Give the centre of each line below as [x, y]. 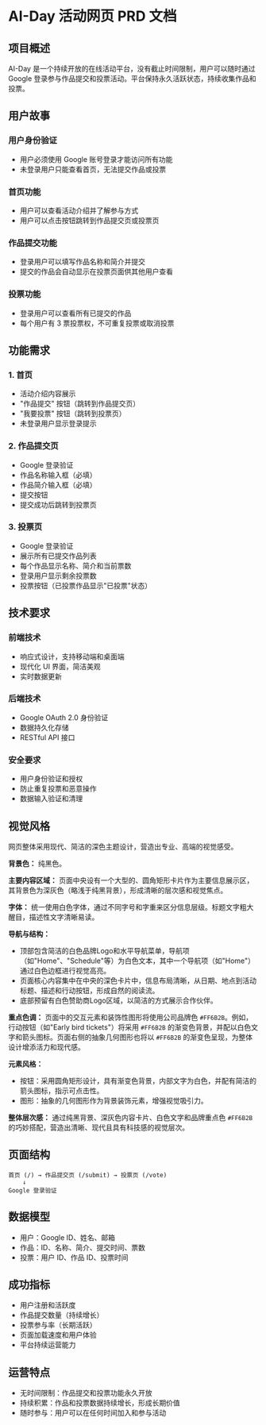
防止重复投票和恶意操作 [58, 789]
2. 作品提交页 [33, 446]
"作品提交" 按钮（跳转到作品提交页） [80, 404]
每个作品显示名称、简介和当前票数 [75, 565]
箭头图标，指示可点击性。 [62, 1090]
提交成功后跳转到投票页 [58, 504]
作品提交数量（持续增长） [62, 1315]
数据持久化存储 [44, 727]
